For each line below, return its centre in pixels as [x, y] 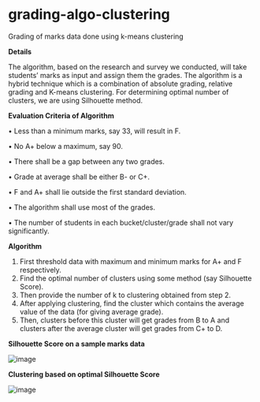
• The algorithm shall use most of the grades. [82, 207]
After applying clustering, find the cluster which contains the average [132, 303]
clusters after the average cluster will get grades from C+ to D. [121, 328]
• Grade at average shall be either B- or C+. [79, 177]
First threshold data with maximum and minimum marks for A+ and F [131, 261]
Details [20, 51]
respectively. [40, 270]
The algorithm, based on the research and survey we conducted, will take [128, 67]
